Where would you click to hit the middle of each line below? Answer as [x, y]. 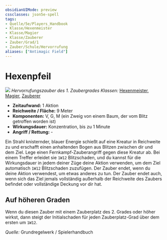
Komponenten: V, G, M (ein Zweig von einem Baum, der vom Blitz [80, 116]
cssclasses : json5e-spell [32, 14]
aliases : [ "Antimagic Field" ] [37, 51]
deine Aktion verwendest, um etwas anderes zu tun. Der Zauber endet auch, [83, 174]
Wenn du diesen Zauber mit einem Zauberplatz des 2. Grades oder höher [80, 212]
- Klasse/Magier [22, 33]
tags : [11, 19]
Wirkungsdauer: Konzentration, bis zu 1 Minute [61, 127]
